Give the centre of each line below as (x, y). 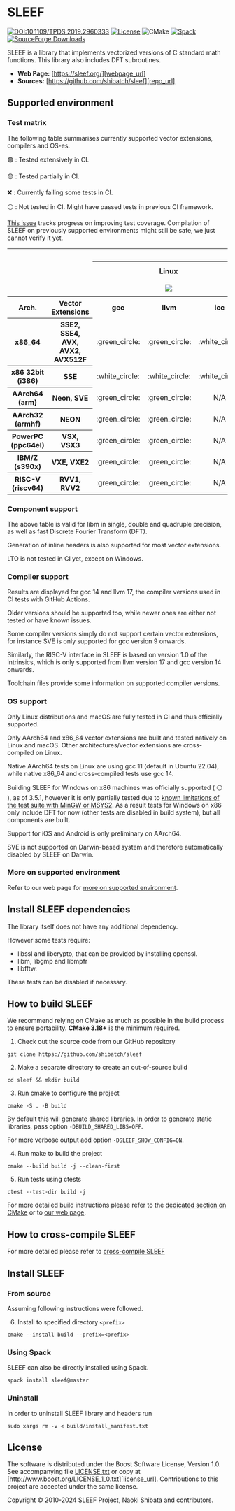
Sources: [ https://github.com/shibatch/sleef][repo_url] (96, 80)
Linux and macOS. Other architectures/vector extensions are (94, 745)
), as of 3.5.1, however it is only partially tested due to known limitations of (114, 797)
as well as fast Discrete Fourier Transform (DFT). (77, 531)
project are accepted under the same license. (73, 1487)
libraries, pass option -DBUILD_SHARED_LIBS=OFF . (75, 1126)
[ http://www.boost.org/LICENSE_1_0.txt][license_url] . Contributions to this (113, 1479)
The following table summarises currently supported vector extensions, (110, 138)
